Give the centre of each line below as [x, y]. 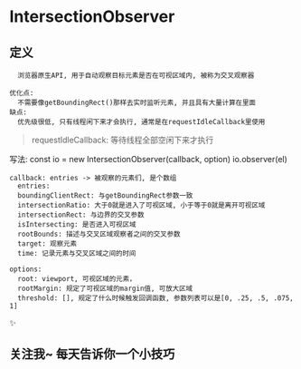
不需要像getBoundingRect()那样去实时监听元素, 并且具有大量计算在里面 [136, 102]
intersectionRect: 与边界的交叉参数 [81, 215]
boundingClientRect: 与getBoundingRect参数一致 [105, 196]
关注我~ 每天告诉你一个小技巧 [92, 354]
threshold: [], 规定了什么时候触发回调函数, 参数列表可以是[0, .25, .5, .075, [155, 298]
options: [26, 269]
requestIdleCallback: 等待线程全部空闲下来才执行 [122, 140]
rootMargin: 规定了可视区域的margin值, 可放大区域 [105, 288]
